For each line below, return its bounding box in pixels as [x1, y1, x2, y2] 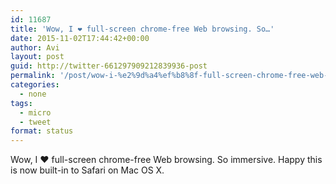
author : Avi [10, 42, 60, 53]
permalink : [10, 71, 56, 81]
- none [19, 89, 47, 99]
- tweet [19, 117, 52, 127]
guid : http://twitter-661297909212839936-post [10, 61, 208, 71]
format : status [10, 126, 74, 136]
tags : [10, 98, 33, 108]
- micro [19, 107, 52, 118]
